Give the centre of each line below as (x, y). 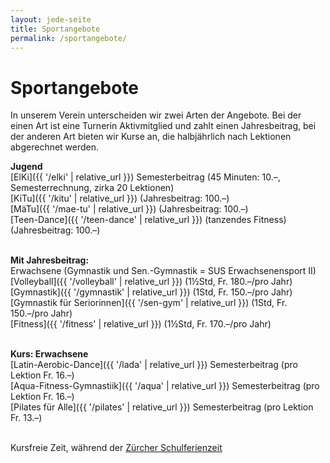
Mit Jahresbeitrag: (50, 260)
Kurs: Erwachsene (49, 354)
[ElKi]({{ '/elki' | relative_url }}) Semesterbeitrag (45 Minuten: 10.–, (145, 177)
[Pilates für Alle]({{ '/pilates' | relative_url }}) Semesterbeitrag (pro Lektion (162, 407)
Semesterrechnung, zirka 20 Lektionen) (92, 188)
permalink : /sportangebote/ (69, 38)
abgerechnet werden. (55, 147)
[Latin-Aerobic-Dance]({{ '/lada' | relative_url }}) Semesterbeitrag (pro (154, 365)
